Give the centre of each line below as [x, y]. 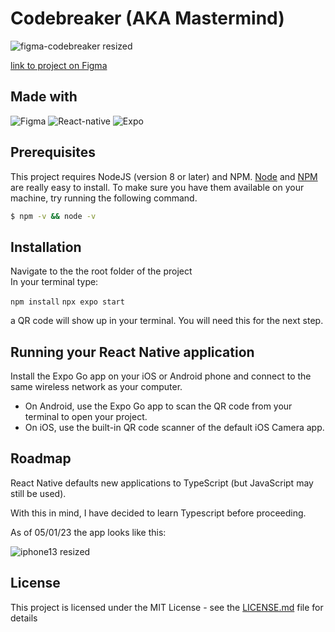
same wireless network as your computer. [96, 387]
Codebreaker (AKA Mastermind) [147, 18]
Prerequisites [53, 152]
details [24, 618]
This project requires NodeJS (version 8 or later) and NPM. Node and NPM [164, 176]
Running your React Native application [132, 352]
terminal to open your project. [86, 417]
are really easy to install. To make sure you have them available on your [157, 187]
